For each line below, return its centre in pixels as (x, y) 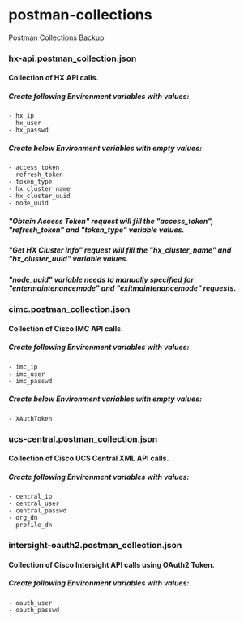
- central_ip (30, 497)
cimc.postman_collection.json (69, 309)
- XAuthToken (30, 419)
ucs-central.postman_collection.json (83, 438)
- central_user (34, 504)
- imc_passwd (30, 381)
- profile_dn (30, 525)
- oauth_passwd (34, 610)
